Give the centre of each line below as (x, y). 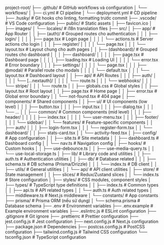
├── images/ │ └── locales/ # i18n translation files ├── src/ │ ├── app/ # (80, 28)
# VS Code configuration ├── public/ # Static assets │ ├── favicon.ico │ (79, 23)
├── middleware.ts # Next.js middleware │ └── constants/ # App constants (82, 195)
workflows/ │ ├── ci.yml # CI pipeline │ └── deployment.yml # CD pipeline (81, 13)
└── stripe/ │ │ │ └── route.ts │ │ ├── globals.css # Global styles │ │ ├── (82, 86)
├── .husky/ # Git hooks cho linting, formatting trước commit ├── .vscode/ (81, 18)
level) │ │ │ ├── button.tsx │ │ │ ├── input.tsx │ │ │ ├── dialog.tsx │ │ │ (80, 107)
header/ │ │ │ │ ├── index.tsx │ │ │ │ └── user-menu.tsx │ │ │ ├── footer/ (82, 117)
